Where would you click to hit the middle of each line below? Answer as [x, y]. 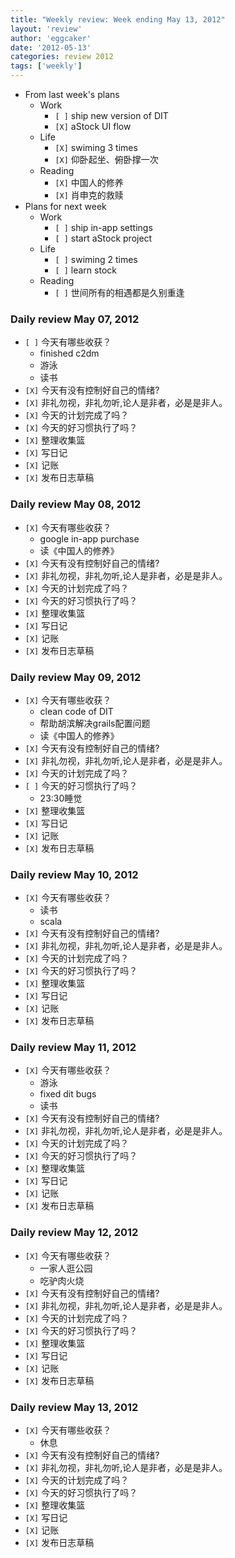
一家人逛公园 [66, 1268]
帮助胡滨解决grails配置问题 [95, 723]
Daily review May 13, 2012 [74, 1407]
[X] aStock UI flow [93, 126]
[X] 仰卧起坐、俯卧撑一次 [106, 159]
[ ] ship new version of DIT [111, 115]
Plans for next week [65, 206]
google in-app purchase [89, 538]
